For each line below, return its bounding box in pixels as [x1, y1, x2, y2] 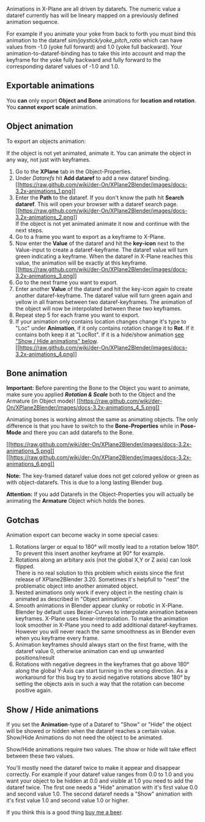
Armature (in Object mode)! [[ [6, 397, 81, 405]
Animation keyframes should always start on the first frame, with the [15, 641, 188, 648]
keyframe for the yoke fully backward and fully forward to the [6, 56, 162, 63]
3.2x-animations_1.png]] [15, 187, 76, 195]
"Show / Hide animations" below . [15, 337, 99, 344]
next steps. [15, 227, 44, 234]
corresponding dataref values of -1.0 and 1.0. [6, 63, 120, 70]
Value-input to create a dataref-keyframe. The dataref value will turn [15, 246, 188, 254]
